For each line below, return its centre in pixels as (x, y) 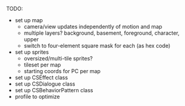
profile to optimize (37, 96)
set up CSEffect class (41, 78)
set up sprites (32, 52)
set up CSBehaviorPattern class (54, 90)
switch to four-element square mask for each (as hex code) (97, 46)
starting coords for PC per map (62, 71)
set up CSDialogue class (45, 84)
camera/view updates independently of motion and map (93, 27)
